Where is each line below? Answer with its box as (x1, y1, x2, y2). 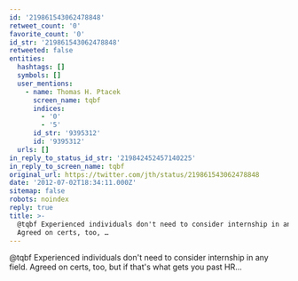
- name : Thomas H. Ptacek (25, 87, 122, 96)
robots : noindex (9, 195, 69, 205)
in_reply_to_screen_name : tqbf (9, 162, 125, 171)
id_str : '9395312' (32, 129, 101, 138)
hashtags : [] (17, 63, 66, 72)
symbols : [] (17, 71, 62, 80)
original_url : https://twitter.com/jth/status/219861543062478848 (9, 170, 260, 179)
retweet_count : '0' (9, 21, 82, 30)
